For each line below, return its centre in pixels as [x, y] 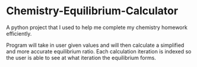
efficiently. [19, 33]
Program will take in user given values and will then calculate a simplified [95, 45]
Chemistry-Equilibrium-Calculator [92, 11]
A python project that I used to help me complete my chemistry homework [97, 27]
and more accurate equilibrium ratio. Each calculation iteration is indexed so [99, 51]
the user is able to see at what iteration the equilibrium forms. [81, 58]
